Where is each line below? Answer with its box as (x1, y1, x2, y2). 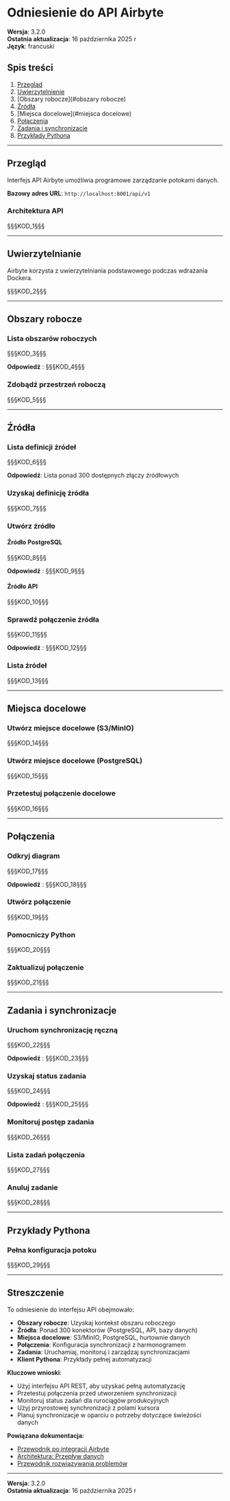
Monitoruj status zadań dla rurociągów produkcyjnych (16, 1396, 169, 1404)
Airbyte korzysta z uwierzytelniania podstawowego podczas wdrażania (7, 266, 208, 275)
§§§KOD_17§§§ (7, 867, 49, 875)
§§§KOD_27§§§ (7, 1165, 50, 1174)
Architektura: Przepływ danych (16, 1452, 104, 1460)
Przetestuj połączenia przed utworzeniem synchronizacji (16, 1388, 177, 1397)
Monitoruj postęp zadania (7, 1117, 94, 1127)
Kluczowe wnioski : (7, 1368, 62, 1377)
